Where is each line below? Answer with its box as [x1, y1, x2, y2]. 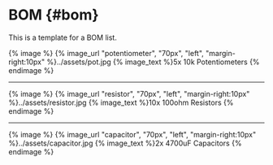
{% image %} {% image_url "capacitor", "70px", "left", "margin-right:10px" [8, 129, 257, 139]
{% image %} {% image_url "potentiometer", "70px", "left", [8, 48, 205, 58]
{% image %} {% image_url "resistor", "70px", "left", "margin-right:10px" [8, 89, 250, 98]
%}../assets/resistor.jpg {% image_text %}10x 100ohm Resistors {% [8, 98, 234, 107]
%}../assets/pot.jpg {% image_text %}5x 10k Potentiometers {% [46, 57, 260, 67]
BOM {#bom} [8, 6, 99, 24]
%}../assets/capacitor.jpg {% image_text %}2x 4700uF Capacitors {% [8, 138, 242, 148]
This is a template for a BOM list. [8, 33, 118, 42]
